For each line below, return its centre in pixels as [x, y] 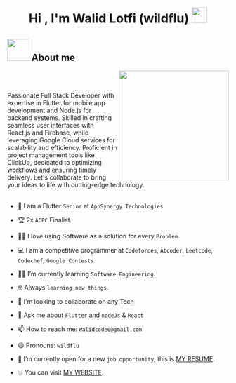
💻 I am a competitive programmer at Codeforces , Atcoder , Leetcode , [115, 250]
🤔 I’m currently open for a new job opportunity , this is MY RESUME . [116, 359]
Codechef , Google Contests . [57, 260]
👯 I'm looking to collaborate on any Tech [76, 301]
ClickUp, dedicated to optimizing [54, 162]
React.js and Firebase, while [48, 133]
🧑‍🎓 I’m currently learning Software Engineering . [86, 274]
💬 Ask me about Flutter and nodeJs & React [80, 315]
